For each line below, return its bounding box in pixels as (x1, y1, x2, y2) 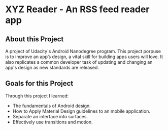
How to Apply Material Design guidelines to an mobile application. (12, 108, 151, 114)
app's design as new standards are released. (5, 65, 99, 70)
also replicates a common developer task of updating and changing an (5, 59, 153, 65)
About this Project (5, 35, 64, 43)
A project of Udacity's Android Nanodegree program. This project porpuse (5, 48, 161, 54)
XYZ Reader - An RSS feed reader (5, 4, 150, 15)
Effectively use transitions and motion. (12, 119, 93, 125)
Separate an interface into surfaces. (12, 113, 88, 119)
